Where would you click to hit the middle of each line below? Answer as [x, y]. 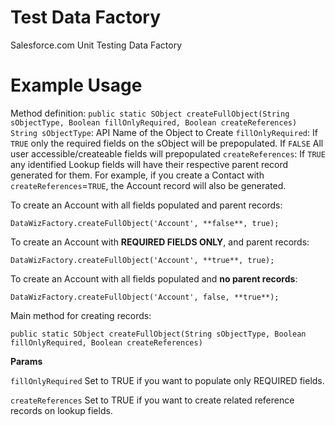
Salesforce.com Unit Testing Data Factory [96, 45]
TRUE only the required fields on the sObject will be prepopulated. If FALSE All [167, 143]
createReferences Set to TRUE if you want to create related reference [152, 400]
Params [26, 361]
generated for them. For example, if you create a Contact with [137, 175]
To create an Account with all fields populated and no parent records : [154, 278]
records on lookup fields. [61, 410]
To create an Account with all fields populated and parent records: [146, 205]
